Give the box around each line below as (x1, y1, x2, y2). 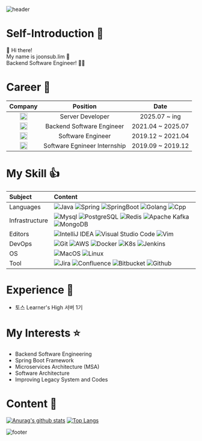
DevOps (9, 239, 32, 248)
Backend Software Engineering (14, 350, 92, 357)
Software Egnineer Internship (43, 141, 126, 150)
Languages (9, 202, 41, 211)
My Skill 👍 (6, 167, 60, 180)
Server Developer (60, 112, 110, 120)
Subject (9, 192, 32, 201)
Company (9, 102, 38, 111)
